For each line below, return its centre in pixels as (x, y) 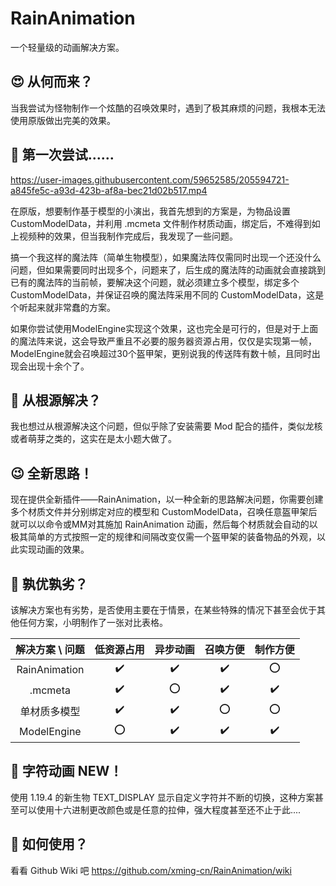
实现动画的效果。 (54, 549)
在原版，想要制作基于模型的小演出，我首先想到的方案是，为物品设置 (150, 211)
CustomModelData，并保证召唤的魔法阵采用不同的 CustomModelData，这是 (167, 294)
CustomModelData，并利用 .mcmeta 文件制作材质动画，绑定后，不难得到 (161, 223)
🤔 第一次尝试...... (62, 155)
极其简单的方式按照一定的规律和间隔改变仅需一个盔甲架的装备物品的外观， (163, 537)
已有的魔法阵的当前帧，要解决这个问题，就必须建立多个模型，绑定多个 (155, 282)
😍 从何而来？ (51, 82)
